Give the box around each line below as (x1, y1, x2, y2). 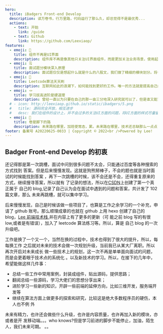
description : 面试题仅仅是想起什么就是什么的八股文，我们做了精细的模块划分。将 (14, 70, 158, 75)
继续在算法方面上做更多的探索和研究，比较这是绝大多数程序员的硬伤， (12, 295, 153, 301)
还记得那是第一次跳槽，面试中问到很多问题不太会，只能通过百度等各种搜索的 (5, 162, 158, 167)
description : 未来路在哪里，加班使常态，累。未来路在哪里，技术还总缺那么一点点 (14, 124, 158, 129)
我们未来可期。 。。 (13, 324, 51, 330)
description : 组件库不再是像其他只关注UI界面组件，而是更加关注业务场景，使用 (14, 57, 155, 61)
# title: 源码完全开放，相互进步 (9, 106, 73, 111)
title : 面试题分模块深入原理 (14, 66, 65, 71)
